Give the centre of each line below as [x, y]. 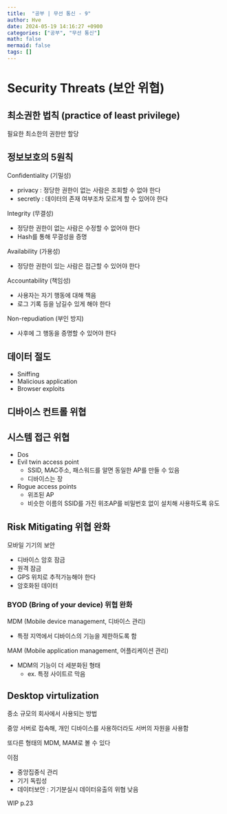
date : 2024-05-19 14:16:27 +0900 [55, 26]
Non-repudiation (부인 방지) [45, 318]
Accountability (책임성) [39, 281]
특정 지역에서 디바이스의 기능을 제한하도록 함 [77, 635]
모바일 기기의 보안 [31, 545]
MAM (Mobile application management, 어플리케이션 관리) [88, 650]
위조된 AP [41, 494]
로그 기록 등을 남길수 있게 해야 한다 [64, 303]
